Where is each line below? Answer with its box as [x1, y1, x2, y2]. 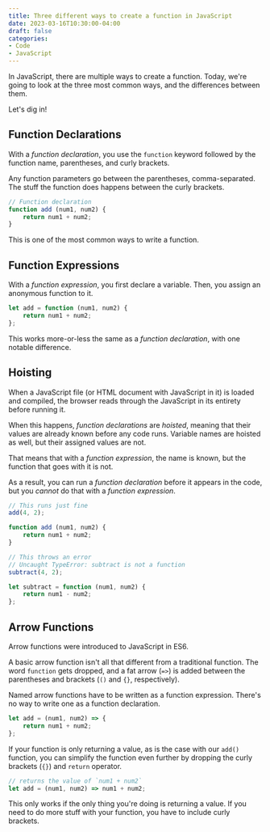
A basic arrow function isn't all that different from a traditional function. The [8, 657, 260, 667]
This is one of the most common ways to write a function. [8, 235, 200, 245]
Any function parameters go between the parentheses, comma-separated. [8, 173, 255, 183]
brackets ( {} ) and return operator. [8, 761, 123, 771]
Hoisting [8, 365, 52, 380]
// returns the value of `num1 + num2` [8, 777, 143, 785]
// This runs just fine [8, 501, 89, 509]
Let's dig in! [8, 104, 48, 114]
